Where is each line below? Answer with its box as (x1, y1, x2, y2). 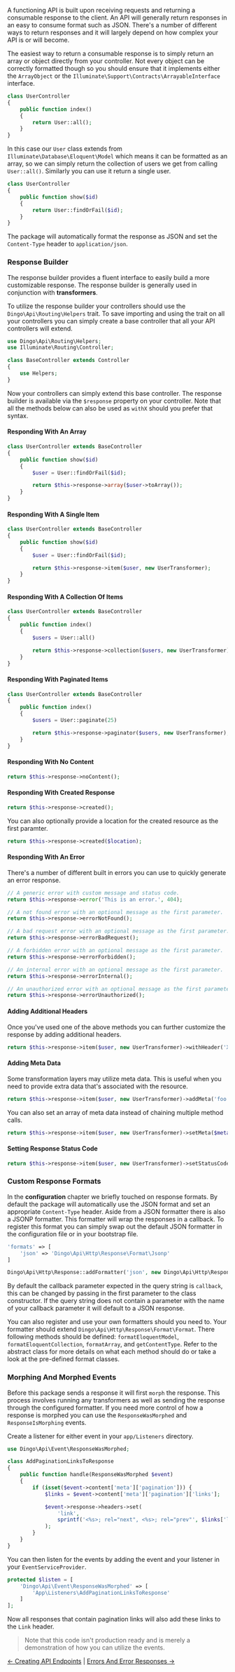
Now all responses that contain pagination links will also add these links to (7, 1615, 221, 1624)
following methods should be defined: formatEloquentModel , (7, 1332, 180, 1341)
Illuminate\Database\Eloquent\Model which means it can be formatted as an (7, 152, 228, 161)
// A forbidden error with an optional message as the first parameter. (7, 947, 224, 954)
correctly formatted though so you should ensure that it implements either (7, 65, 220, 72)
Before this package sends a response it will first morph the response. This (7, 1389, 220, 1397)
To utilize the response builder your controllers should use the (7, 302, 186, 310)
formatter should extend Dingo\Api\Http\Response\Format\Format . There (7, 1325, 215, 1334)
